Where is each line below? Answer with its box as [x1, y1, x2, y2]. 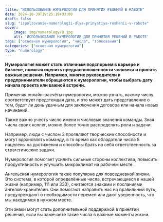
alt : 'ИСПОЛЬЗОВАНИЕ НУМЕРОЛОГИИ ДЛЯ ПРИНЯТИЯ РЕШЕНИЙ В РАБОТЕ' [14, 35, 149, 40]
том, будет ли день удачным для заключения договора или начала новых [5, 102, 159, 108]
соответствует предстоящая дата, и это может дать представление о [5, 97, 150, 102]
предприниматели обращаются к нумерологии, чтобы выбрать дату [5, 77, 153, 83]
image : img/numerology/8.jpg [14, 30, 73, 35]
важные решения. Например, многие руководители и [5, 72, 121, 78]
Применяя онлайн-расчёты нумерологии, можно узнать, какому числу [5, 91, 154, 98]
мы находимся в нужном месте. [5, 197, 72, 202]
